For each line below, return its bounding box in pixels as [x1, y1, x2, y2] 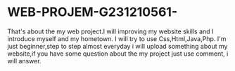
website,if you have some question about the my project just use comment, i [7, 49, 229, 58]
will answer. [7, 56, 42, 65]
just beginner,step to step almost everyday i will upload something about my [7, 42, 228, 50]
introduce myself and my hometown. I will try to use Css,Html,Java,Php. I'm [7, 34, 227, 42]
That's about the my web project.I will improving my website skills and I [7, 27, 214, 35]
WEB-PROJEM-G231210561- [7, 4, 178, 20]
